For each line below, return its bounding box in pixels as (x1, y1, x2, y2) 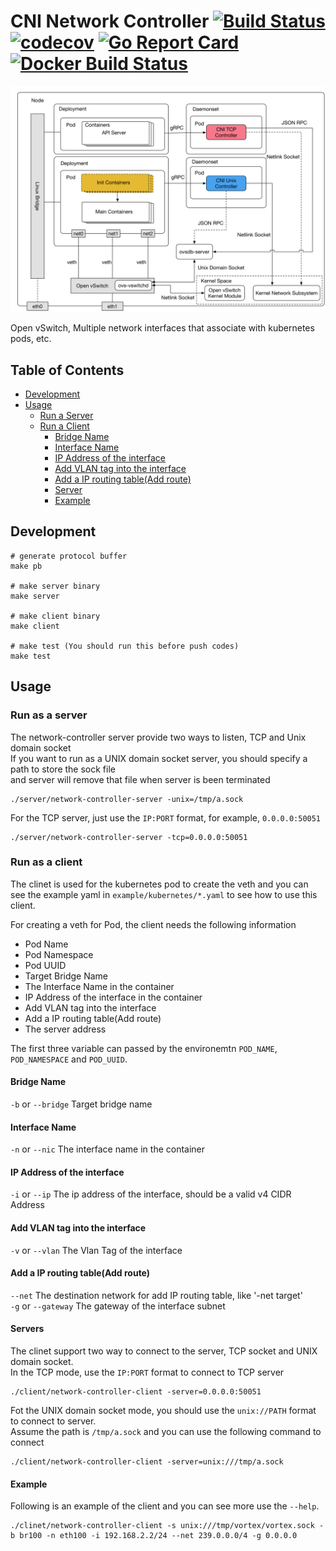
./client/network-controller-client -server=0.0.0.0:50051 (10, 1387, 262, 1397)
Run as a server (10, 708, 88, 722)
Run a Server (39, 410, 94, 422)
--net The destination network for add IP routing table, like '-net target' (10, 1289, 303, 1301)
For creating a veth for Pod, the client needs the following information (10, 918, 297, 930)
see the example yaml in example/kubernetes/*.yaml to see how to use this (10, 888, 318, 900)
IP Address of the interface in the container (24, 991, 203, 1003)
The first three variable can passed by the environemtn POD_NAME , (10, 1042, 278, 1054)
